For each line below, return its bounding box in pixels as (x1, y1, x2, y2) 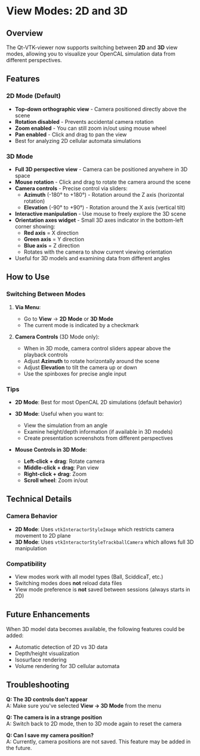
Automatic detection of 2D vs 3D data (14, 643, 108, 650)
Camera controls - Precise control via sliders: (14, 184, 128, 192)
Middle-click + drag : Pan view (23, 464, 99, 471)
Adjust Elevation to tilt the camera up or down (23, 364, 137, 371)
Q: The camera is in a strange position (6, 714, 103, 721)
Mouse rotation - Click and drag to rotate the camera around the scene (14, 178, 191, 185)
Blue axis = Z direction (23, 242, 80, 249)
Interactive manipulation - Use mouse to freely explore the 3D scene (14, 210, 186, 217)
